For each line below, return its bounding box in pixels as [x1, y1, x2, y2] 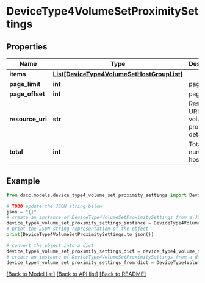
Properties [6, 41, 48, 52]
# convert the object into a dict [6, 242, 95, 248]
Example [6, 176, 40, 187]
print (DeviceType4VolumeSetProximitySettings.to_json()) [6, 232, 154, 238]
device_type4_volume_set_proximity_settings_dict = [6, 248, 140, 254]
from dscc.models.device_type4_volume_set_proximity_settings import [6, 192, 187, 198]
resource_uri [9, 115, 47, 123]
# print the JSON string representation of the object [6, 226, 149, 232]
